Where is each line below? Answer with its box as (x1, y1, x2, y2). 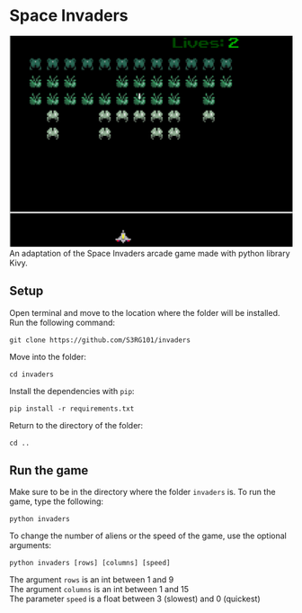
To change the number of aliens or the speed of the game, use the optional (9, 530, 288, 541)
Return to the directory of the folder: (9, 419, 144, 430)
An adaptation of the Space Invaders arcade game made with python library (9, 248, 290, 258)
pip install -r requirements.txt (9, 404, 135, 413)
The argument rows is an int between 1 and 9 (9, 574, 174, 585)
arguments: (9, 540, 52, 551)
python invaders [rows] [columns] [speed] (9, 559, 171, 568)
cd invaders (9, 370, 54, 379)
